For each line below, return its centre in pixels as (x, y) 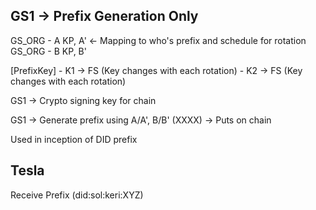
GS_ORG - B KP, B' (48, 51)
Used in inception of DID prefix (74, 139)
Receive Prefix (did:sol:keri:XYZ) (77, 195)
